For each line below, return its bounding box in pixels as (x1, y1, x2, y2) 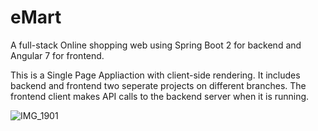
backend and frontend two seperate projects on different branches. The (10, 79, 307, 91)
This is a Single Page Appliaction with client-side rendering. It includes (10, 69, 301, 81)
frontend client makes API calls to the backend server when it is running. (10, 90, 310, 102)
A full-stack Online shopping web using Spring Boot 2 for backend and (10, 39, 302, 51)
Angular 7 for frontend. (10, 49, 105, 61)
